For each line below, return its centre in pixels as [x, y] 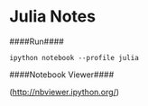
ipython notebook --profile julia [74, 57]
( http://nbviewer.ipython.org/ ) [65, 92]
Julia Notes [53, 17]
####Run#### [37, 41]
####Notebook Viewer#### [62, 75]
